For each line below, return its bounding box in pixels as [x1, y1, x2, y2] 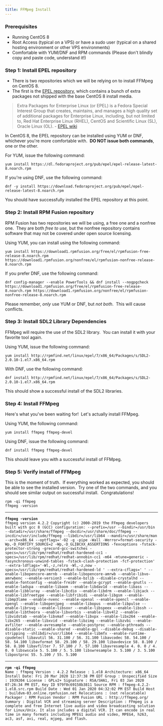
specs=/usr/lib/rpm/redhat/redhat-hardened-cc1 [5, 550, 103, 556]
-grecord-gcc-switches [42, 546, 88, 551]
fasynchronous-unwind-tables [5, 559, 64, 564]
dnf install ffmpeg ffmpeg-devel [5, 448, 73, 453]
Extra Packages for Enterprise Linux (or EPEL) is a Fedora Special [16, 103, 148, 109]
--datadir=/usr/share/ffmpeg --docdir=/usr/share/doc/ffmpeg [5, 529, 131, 534]
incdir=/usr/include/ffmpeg [5, 533, 62, 539]
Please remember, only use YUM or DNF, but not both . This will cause [5, 301, 146, 307]
